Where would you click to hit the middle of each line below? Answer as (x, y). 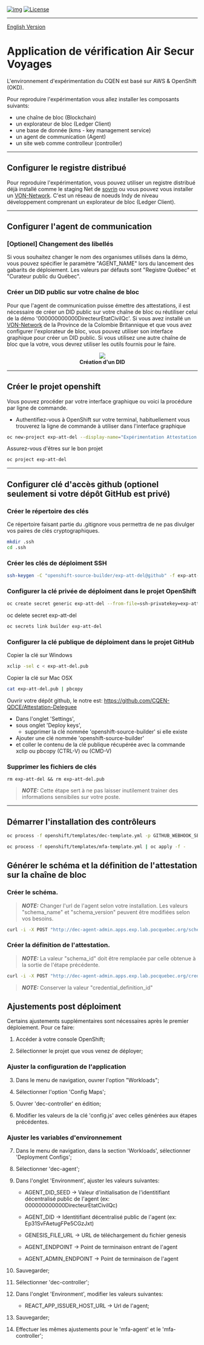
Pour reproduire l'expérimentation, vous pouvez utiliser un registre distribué (101, 183)
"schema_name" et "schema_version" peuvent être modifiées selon (106, 912)
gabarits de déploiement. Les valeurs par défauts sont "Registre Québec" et (101, 270)
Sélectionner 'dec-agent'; (48, 1169)
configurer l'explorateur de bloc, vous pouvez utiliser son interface (90, 331)
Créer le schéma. (33, 892)
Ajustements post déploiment (64, 1006)
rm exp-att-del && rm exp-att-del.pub (56, 780)
